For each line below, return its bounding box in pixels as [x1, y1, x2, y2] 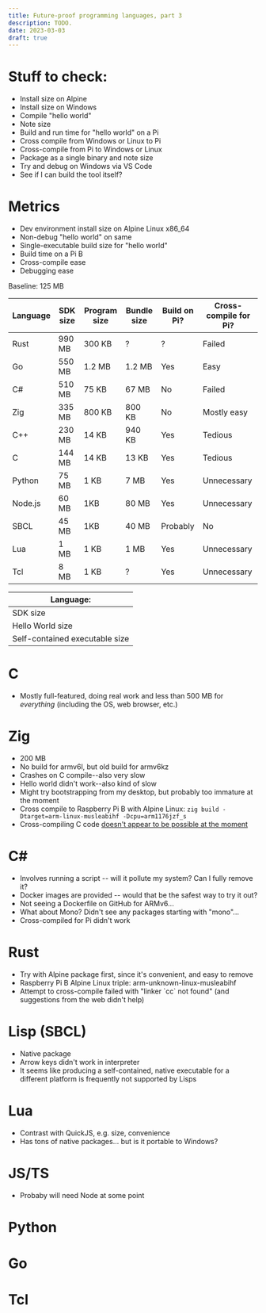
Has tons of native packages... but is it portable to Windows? [19, 1136, 218, 1146]
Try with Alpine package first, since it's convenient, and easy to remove [19, 969, 253, 979]
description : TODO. [8, 19, 73, 27]
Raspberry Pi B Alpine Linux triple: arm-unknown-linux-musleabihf [19, 978, 237, 987]
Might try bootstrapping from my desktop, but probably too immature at [19, 787, 253, 797]
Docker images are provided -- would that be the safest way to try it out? [19, 890, 258, 900]
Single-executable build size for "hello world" [19, 241, 168, 251]
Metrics [8, 197, 61, 216]
